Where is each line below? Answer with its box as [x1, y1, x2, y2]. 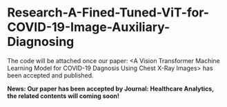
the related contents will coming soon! [7, 91, 119, 100]
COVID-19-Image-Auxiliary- [7, 19, 170, 35]
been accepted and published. [7, 71, 95, 80]
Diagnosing [7, 34, 75, 49]
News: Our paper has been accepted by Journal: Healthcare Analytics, [7, 84, 214, 93]
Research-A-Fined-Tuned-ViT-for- [7, 5, 209, 21]
